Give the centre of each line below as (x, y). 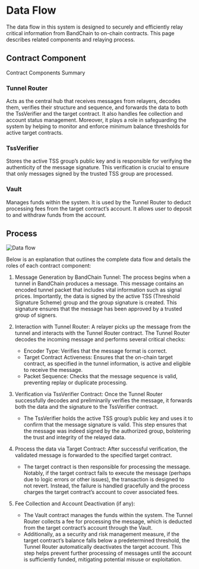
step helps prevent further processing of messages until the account (108, 553)
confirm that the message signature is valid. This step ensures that (105, 425)
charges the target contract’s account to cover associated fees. (101, 492)
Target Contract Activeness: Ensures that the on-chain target (98, 357)
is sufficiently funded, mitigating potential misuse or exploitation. (103, 559)
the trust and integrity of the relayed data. (75, 437)
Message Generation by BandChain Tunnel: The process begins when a (102, 277)
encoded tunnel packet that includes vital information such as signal (98, 290)
